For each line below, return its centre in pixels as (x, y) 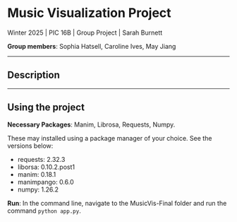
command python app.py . (44, 211)
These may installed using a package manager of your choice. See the (110, 138)
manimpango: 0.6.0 (45, 182)
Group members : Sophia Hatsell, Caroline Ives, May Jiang (92, 46)
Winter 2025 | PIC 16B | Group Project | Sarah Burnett (85, 33)
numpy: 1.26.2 (38, 189)
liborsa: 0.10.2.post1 (46, 167)
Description (34, 75)
